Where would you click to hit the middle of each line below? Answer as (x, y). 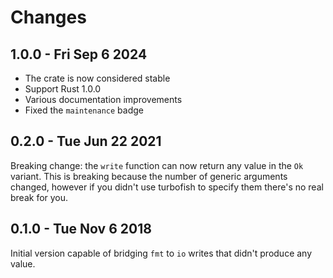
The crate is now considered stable (97, 78)
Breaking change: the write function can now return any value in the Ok (157, 165)
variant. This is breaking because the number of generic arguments (149, 176)
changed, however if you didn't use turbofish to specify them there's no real (167, 187)
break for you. (39, 197)
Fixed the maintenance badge (84, 110)
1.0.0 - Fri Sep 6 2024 (79, 54)
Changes (48, 17)
